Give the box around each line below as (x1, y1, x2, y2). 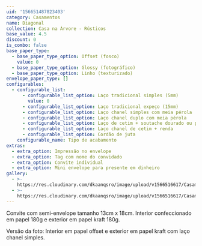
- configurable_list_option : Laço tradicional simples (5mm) (22, 92, 179, 98)
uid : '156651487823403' (6, 8, 66, 15)
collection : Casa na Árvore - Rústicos (6, 25, 106, 32)
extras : (6, 142, 26, 149)
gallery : (6, 170, 28, 177)
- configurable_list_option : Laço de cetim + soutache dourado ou (22, 121, 192, 127)
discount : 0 (6, 37, 36, 43)
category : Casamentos (6, 14, 61, 20)
